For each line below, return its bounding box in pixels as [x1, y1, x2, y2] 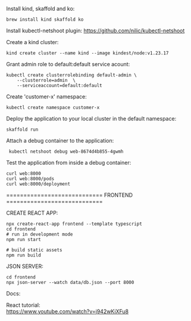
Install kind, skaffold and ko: [6, 5, 75, 12]
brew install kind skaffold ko [6, 17, 84, 23]
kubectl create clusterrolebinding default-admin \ [6, 72, 137, 78]
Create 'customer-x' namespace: [6, 93, 87, 100]
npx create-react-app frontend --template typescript [6, 221, 143, 227]
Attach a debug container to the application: [6, 137, 114, 144]
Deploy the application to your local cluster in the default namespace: [6, 115, 177, 122]
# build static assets [6, 247, 62, 253]
